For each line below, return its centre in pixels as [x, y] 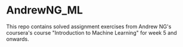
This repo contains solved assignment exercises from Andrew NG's [89, 26]
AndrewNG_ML [45, 10]
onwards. [18, 39]
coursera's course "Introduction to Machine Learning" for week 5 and [91, 32]
